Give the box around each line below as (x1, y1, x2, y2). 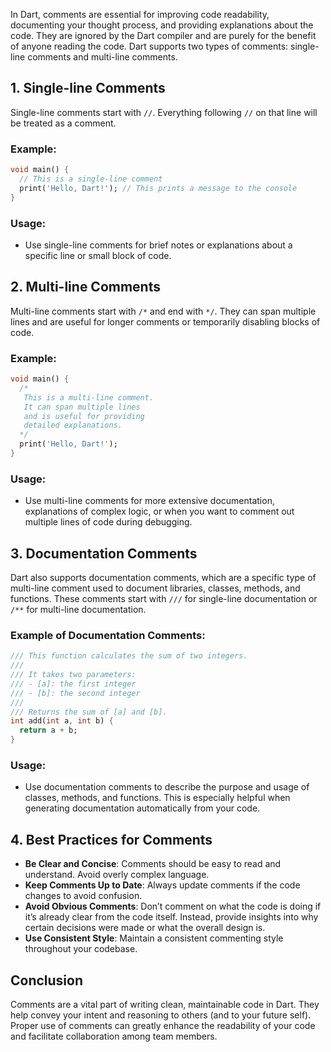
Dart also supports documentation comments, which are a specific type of (10, 572, 317, 583)
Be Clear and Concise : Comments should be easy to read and (24, 858, 282, 870)
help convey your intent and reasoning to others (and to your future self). (10, 1009, 312, 1021)
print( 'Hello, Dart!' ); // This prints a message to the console (19, 183, 298, 193)
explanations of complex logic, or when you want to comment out (24, 505, 295, 518)
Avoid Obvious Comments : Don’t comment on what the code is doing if (24, 900, 322, 913)
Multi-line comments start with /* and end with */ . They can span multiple (10, 305, 317, 317)
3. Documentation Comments (10, 545, 198, 562)
